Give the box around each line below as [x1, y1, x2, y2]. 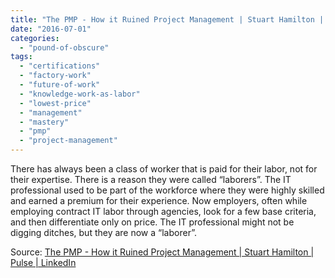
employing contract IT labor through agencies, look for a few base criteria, [10, 206, 317, 217]
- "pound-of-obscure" [19, 42, 110, 53]
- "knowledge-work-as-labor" [19, 89, 141, 99]
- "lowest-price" [19, 98, 92, 108]
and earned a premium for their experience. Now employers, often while [10, 195, 308, 206]
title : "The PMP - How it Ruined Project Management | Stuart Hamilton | [10, 14, 325, 25]
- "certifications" [19, 61, 101, 71]
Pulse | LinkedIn [10, 257, 77, 268]
